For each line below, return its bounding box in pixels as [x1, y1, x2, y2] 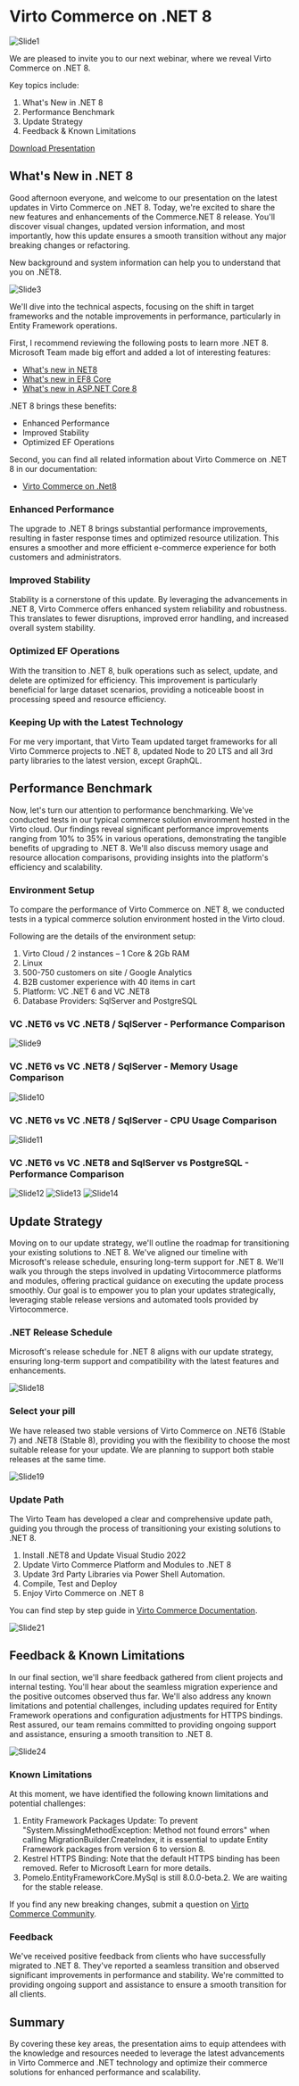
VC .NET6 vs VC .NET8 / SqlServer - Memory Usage [9, 1060, 238, 1072]
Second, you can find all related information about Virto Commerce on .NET [9, 453, 287, 465]
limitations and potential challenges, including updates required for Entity [9, 1700, 278, 1710]
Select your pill [9, 1405, 76, 1418]
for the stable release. [21, 1882, 104, 1892]
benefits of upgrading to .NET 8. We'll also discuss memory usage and [9, 842, 269, 853]
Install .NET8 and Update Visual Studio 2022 [21, 1550, 187, 1560]
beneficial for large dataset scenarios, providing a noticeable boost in [9, 684, 265, 695]
